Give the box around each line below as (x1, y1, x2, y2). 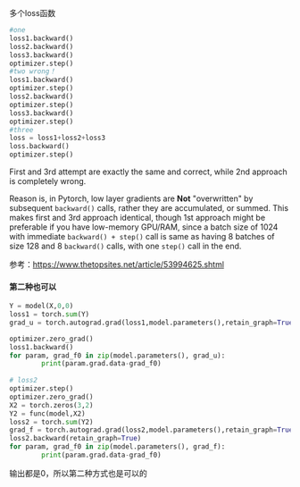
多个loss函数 (9, 8, 56, 18)
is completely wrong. (9, 176, 87, 186)
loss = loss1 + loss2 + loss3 (9, 133, 105, 143)
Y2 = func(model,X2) (9, 409, 87, 418)
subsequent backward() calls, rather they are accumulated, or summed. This (9, 203, 288, 213)
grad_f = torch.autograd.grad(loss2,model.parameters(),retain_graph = (9, 425, 278, 435)
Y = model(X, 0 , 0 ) (9, 302, 74, 311)
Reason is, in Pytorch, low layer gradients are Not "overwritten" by (9, 193, 254, 204)
